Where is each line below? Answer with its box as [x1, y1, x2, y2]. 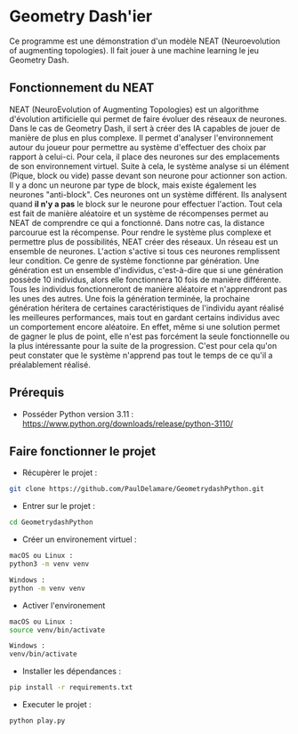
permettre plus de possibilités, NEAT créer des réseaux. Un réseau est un [9, 236, 278, 246]
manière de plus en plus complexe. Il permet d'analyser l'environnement [9, 132, 274, 143]
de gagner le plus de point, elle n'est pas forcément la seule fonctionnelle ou [9, 331, 290, 342]
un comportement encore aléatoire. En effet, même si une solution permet [9, 321, 280, 332]
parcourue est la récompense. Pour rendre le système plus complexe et [9, 227, 271, 238]
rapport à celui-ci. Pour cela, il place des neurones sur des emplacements [9, 151, 280, 162]
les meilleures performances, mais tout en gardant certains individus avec [9, 311, 280, 322]
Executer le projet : [21, 699, 92, 709]
